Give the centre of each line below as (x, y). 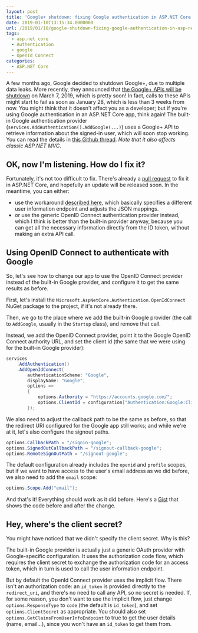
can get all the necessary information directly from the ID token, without (102, 228)
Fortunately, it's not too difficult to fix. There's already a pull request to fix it (98, 179)
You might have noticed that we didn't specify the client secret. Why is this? (98, 539)
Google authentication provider (49, 121)
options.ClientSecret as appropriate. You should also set (76, 612)
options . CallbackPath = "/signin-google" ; (59, 442)
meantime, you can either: (38, 191)
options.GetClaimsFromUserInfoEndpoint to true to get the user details (91, 618)
